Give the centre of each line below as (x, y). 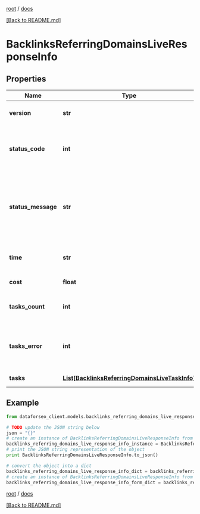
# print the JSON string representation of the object (76, 450)
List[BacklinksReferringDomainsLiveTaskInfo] (129, 378)
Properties (26, 79)
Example (23, 403)
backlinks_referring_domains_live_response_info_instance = (82, 444)
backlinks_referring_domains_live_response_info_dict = (77, 471)
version (20, 113)
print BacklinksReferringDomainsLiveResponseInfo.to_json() (82, 455)
